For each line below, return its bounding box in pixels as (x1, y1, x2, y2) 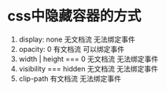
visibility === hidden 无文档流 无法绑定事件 (18, 64, 159, 73)
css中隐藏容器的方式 (7, 7, 142, 25)
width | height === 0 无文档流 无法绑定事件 (18, 54, 159, 64)
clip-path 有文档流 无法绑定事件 (18, 74, 121, 83)
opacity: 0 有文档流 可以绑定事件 (18, 44, 125, 53)
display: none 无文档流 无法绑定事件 (18, 35, 135, 44)
